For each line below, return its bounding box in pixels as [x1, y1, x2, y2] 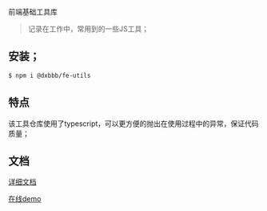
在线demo [8, 194, 42, 204]
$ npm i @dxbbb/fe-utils [8, 71, 91, 79]
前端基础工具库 [8, 7, 58, 16]
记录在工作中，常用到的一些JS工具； [27, 24, 149, 34]
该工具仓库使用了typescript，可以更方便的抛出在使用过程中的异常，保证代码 [8, 119, 259, 128]
